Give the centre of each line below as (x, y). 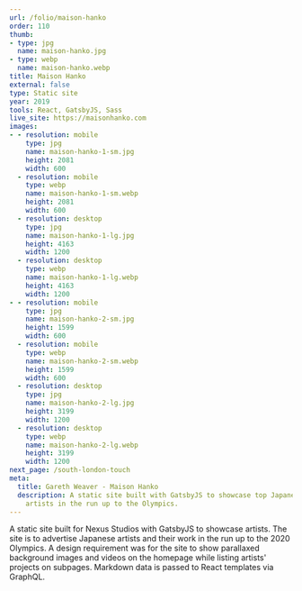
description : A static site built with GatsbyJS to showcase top (142, 495)
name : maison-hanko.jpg (62, 51)
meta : (19, 478)
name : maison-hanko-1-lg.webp (82, 277)
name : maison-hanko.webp (64, 68)
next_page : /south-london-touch (70, 470)
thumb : (22, 34)
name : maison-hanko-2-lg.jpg (80, 403)
